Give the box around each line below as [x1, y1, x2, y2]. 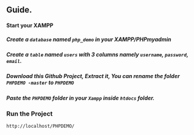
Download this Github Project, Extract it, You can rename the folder [6, 73, 180, 80]
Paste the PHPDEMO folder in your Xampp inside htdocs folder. [6, 94, 155, 102]
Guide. [6, 5, 32, 15]
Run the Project [6, 110, 53, 118]
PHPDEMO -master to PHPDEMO [6, 79, 74, 87]
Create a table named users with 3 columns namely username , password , [6, 51, 189, 58]
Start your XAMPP [6, 21, 54, 29]
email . [6, 57, 23, 64]
